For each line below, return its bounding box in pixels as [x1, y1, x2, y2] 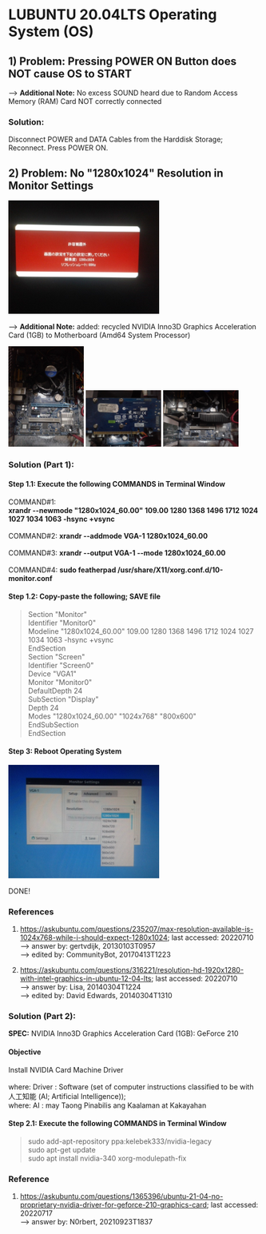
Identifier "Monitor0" [27, 618, 97, 627]
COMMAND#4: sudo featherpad [8, 565, 117, 575]
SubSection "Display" [27, 694, 99, 704]
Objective [8, 1047, 42, 1057]
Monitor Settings [8, 178, 94, 193]
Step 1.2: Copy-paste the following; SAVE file [8, 591, 161, 601]
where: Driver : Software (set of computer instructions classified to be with [8, 1081, 254, 1092]
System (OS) [8, 22, 94, 41]
